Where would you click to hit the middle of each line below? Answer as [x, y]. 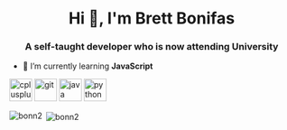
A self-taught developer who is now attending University [152, 47]
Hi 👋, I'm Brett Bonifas [152, 19]
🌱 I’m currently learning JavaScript [88, 66]
